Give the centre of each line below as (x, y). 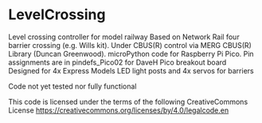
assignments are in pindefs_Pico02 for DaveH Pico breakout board (117, 62)
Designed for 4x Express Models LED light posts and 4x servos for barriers (131, 70)
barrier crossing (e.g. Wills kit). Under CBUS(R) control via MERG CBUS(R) (130, 45)
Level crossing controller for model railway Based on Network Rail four (124, 37)
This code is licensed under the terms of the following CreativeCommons (128, 101)
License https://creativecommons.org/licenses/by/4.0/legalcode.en (119, 110)
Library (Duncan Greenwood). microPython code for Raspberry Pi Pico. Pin (131, 54)
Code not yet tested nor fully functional (72, 86)
